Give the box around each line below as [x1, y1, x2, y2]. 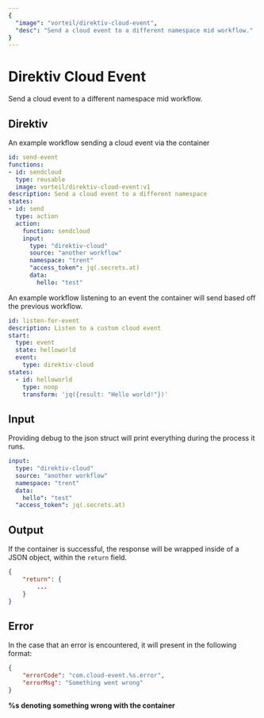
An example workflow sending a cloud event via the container [8, 138, 210, 147]
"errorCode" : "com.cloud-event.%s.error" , [22, 671, 165, 680]
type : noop [22, 383, 59, 391]
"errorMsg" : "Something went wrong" [22, 679, 144, 687]
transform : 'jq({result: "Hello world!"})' [22, 390, 169, 399]
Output [8, 523, 44, 537]
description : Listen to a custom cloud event [8, 324, 161, 332]
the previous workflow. [8, 301, 83, 311]
